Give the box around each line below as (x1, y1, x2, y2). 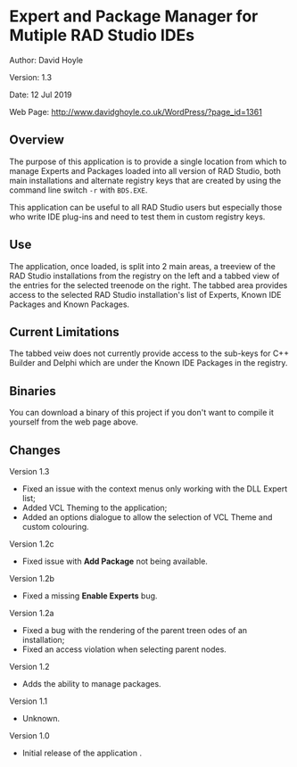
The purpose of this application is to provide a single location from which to (9, 156, 287, 167)
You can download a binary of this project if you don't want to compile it (9, 408, 274, 418)
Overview (9, 132, 65, 148)
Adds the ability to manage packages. (21, 679, 162, 689)
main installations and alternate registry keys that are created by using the (9, 175, 282, 186)
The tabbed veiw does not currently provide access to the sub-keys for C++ (9, 348, 290, 359)
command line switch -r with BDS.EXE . (9, 185, 148, 195)
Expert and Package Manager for (9, 6, 259, 27)
